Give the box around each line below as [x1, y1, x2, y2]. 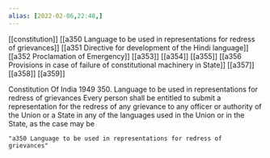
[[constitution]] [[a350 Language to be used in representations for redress [8, 34, 255, 44]
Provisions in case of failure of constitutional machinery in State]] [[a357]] [8, 60, 255, 70]
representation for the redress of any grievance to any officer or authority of [8, 101, 262, 111]
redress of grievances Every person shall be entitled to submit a [8, 92, 221, 102]
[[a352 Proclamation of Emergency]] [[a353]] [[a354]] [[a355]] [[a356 [8, 51, 243, 61]
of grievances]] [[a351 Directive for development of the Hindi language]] [8, 42, 249, 53]
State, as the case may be [8, 118, 95, 128]
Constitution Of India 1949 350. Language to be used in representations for [8, 84, 259, 94]
